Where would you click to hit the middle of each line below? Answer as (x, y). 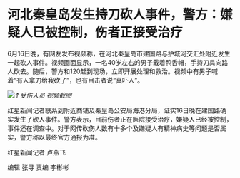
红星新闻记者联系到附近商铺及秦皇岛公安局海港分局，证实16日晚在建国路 (114, 110)
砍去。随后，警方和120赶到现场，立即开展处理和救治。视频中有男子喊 (116, 71)
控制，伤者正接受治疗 (120, 32)
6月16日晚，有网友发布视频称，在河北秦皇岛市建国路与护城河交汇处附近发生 (119, 53)
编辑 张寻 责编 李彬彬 (38, 167)
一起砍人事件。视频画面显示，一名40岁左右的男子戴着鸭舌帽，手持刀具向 (115, 62)
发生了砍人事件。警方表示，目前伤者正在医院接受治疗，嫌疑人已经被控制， (123, 119)
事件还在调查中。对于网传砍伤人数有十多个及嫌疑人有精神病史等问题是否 (114, 128)
